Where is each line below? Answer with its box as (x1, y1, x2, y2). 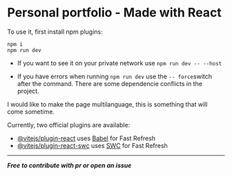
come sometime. (7, 107, 55, 115)
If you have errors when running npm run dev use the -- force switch (17, 72, 213, 80)
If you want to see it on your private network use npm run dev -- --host (17, 58, 222, 67)
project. (17, 87, 39, 95)
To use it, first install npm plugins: (7, 27, 103, 36)
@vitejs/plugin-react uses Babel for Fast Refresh (17, 134, 156, 142)
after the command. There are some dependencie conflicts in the (17, 79, 202, 87)
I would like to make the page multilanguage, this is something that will (7, 100, 208, 108)
